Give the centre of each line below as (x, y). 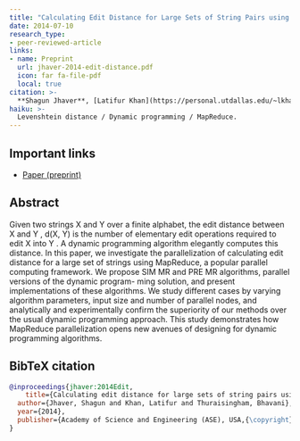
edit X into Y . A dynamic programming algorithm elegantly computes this (144, 243)
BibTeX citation (52, 366)
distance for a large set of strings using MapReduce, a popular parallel (138, 262)
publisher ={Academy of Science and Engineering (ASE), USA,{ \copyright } (155, 420)
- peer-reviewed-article (55, 42)
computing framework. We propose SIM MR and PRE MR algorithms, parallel (150, 271)
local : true (40, 84)
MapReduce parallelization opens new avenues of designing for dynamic (143, 329)
